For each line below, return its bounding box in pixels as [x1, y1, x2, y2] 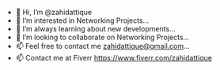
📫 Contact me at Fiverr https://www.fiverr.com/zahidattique [15, 53, 212, 62]
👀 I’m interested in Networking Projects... [15, 16, 150, 25]
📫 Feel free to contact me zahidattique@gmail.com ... [15, 42, 190, 50]
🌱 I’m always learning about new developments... [15, 24, 176, 33]
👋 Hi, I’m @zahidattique [15, 8, 93, 17]
